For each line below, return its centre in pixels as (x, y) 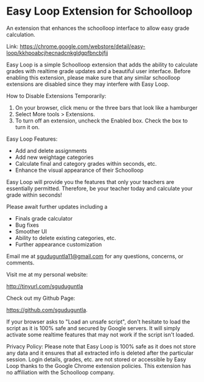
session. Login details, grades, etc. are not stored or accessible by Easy (97, 359)
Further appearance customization (58, 244)
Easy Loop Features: (32, 139)
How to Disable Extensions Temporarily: (56, 96)
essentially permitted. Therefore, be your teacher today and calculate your (100, 188)
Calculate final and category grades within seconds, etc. (86, 163)
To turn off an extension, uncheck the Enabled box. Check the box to (101, 121)
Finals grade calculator (44, 218)
